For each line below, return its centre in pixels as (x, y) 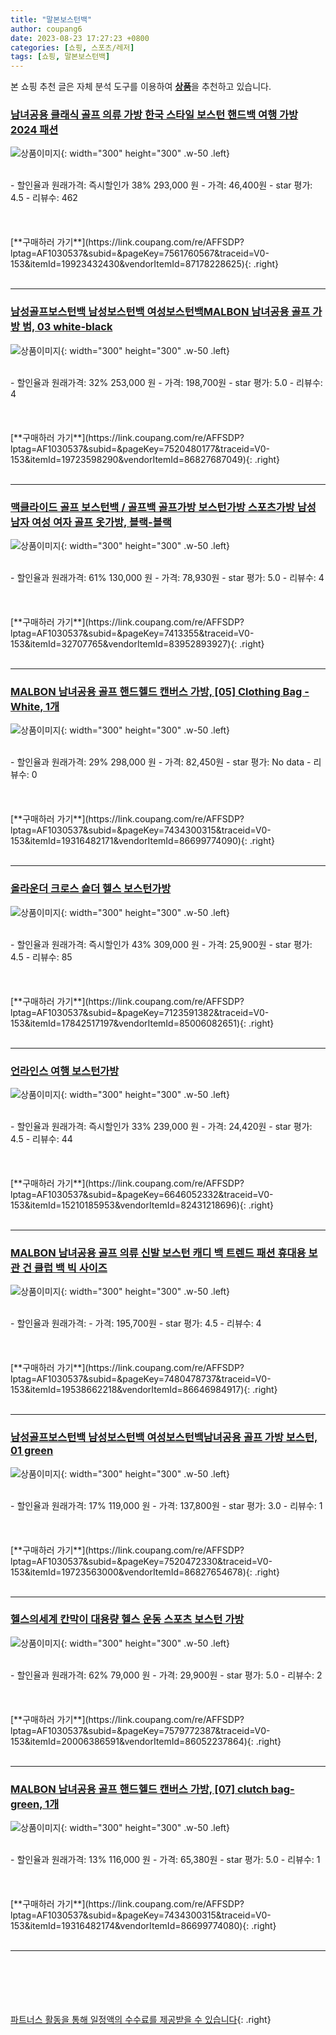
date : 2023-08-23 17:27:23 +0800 (80, 38)
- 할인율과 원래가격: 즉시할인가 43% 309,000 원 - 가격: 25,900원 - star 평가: (161, 944)
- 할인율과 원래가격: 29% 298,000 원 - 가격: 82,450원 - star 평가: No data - (161, 762)
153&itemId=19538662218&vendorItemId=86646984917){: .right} (144, 1390)
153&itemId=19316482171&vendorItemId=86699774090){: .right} (143, 841)
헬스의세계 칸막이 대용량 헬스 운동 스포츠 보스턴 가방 (127, 1619)
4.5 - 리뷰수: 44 (41, 1138)
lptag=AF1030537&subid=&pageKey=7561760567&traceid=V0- (140, 253)
